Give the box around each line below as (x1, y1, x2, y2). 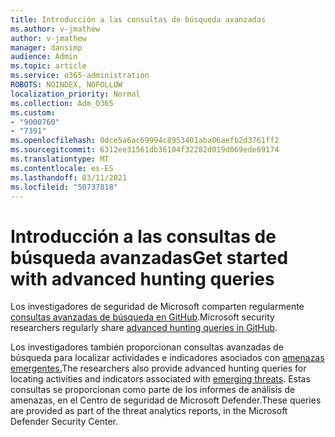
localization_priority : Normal (10, 89, 141, 99)
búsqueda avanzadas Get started (10, 246, 289, 269)
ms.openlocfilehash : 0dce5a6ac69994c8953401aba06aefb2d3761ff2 (10, 136, 280, 146)
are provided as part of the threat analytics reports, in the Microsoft (10, 405, 288, 417)
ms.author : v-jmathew (10, 24, 101, 34)
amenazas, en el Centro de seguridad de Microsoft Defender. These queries (10, 394, 322, 406)
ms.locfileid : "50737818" (10, 182, 118, 192)
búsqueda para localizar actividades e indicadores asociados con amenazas (10, 352, 325, 364)
